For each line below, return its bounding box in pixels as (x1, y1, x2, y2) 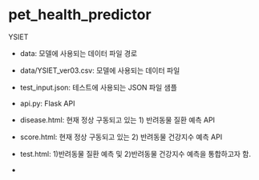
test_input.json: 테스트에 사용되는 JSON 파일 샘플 (19, 82, 178, 92)
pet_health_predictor (8, 6, 152, 24)
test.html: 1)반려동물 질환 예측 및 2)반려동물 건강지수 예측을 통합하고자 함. (19, 149, 251, 158)
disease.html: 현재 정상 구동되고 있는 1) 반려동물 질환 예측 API (19, 114, 215, 125)
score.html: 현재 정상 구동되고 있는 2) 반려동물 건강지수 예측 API (19, 132, 223, 142)
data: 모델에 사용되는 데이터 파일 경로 (19, 48, 138, 58)
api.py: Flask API (19, 98, 75, 108)
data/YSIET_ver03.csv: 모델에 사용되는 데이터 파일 (19, 66, 180, 75)
